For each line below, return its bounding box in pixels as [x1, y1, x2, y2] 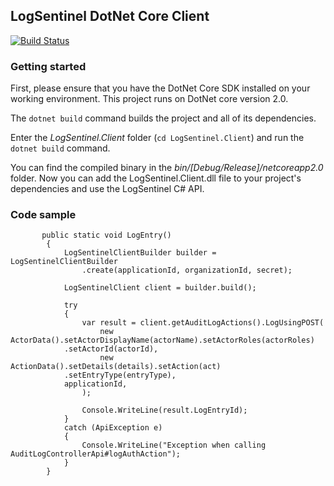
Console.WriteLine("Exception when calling [81, 440, 267, 451]
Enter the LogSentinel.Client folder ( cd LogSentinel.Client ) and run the [10, 132, 305, 144]
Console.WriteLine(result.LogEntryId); [81, 405, 248, 416]
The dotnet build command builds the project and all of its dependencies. [10, 112, 317, 124]
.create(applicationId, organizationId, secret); [81, 265, 293, 276]
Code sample [10, 208, 77, 222]
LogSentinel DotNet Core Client [10, 8, 210, 25]
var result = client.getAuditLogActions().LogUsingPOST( [81, 318, 325, 328]
